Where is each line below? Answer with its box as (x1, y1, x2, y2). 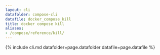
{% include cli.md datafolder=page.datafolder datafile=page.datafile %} (5, 44, 155, 50)
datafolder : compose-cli (5, 12, 58, 17)
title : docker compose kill (5, 21, 65, 26)
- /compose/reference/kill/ (5, 30, 65, 35)
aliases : (5, 26, 24, 31)
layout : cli (5, 7, 30, 12)
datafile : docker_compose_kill (5, 16, 71, 21)
